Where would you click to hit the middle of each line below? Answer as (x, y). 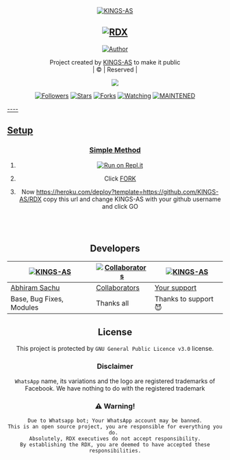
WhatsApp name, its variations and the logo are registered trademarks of (115, 381)
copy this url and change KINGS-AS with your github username (132, 199)
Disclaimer (115, 367)
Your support (176, 288)
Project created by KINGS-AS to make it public (115, 62)
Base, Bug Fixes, (37, 299)
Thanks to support (184, 299)
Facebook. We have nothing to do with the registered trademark (115, 389)
